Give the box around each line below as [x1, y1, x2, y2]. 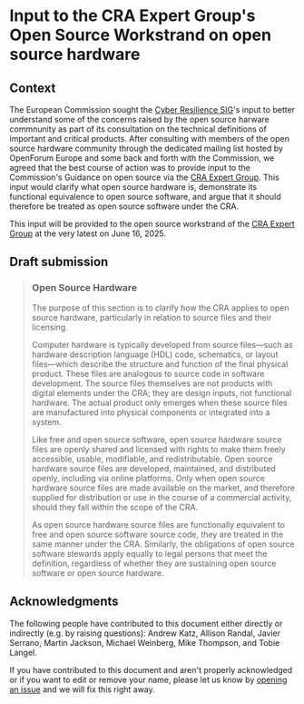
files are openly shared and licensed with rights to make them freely [31, 443, 286, 454]
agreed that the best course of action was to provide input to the [9, 163, 251, 173]
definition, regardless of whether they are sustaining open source [31, 558, 277, 569]
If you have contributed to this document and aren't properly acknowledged [9, 664, 293, 675]
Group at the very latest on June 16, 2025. [9, 228, 166, 239]
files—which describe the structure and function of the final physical [31, 358, 289, 369]
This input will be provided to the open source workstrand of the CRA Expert [9, 219, 295, 229]
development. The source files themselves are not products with [31, 378, 273, 389]
